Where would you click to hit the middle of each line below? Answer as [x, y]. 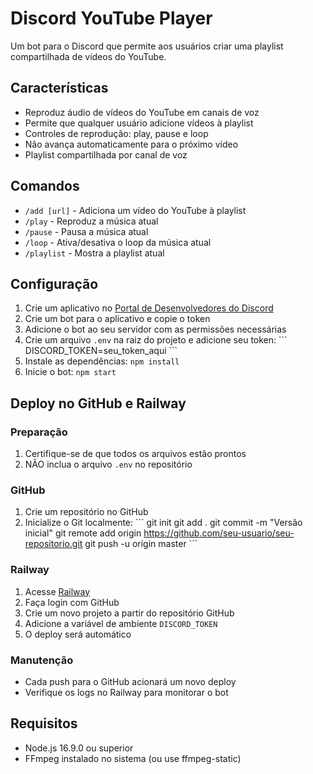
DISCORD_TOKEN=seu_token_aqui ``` [101, 351]
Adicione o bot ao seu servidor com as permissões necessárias [155, 329]
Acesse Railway [57, 591]
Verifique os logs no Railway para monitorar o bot [126, 692]
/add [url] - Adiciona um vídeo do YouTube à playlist [135, 210]
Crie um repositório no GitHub [86, 512]
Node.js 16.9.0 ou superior [79, 748]
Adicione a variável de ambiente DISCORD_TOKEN [121, 623]
